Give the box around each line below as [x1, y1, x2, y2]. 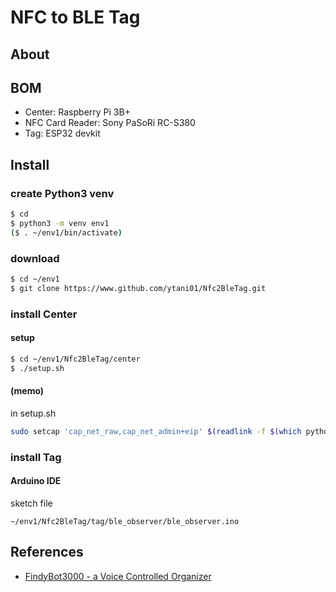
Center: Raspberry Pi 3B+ [24, 106, 131, 118]
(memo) [10, 385, 45, 397]
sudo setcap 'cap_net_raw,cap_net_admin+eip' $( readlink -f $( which [10, 426, 302, 436]
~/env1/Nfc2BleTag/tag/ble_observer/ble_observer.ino [10, 516, 240, 526]
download [10, 251, 60, 265]
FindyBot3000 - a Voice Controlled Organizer [24, 570, 212, 582]
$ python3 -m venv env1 [10, 218, 110, 228]
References [10, 544, 84, 561]
